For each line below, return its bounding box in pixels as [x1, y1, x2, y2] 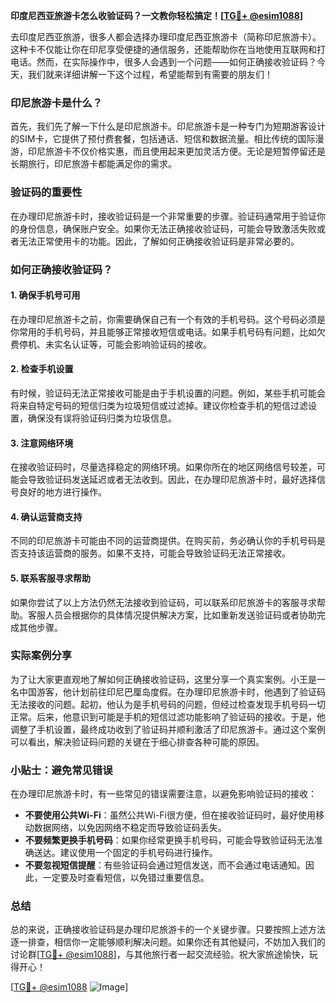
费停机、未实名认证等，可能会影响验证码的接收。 [10, 338, 212, 350]
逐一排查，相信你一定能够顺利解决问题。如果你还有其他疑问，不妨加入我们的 [10, 936, 326, 948]
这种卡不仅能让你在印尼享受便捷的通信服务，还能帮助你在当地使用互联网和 [10, 44, 317, 55]
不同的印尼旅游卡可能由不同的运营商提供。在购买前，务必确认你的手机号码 [10, 535, 317, 547]
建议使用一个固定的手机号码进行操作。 [59, 847, 218, 859]
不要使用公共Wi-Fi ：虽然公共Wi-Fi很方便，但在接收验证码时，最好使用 [24, 809, 316, 821]
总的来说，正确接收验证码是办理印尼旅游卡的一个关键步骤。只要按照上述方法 [10, 924, 326, 936]
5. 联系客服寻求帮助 [10, 572, 91, 584]
